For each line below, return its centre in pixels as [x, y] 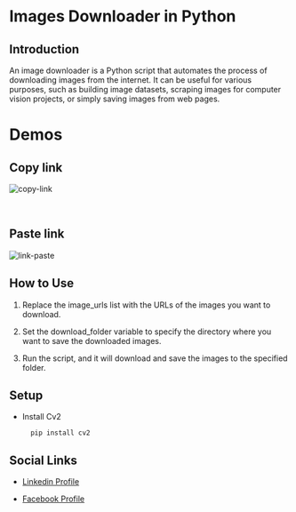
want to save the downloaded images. [92, 340]
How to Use [42, 283]
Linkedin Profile [51, 482]
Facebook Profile [53, 499]
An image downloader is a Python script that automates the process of [139, 70]
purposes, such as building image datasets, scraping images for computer [145, 89]
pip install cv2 [60, 433]
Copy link [36, 168]
